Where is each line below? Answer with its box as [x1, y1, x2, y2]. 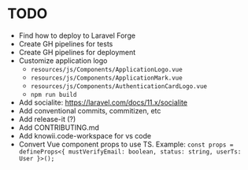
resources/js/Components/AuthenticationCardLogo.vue [30, 82, 208, 91]
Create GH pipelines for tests [18, 39, 113, 48]
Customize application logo [18, 56, 108, 65]
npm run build [30, 91, 77, 98]
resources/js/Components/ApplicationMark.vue [30, 74, 183, 82]
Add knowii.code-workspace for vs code [18, 131, 151, 140]
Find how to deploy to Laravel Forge [18, 31, 135, 40]
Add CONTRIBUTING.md [18, 123, 100, 132]
